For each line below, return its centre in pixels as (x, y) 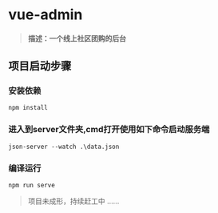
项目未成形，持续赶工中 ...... (73, 201)
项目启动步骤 (40, 66)
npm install (28, 108)
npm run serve (32, 186)
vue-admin (46, 15)
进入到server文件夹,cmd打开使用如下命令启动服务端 (109, 130)
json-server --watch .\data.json (64, 147)
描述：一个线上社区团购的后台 (77, 38)
